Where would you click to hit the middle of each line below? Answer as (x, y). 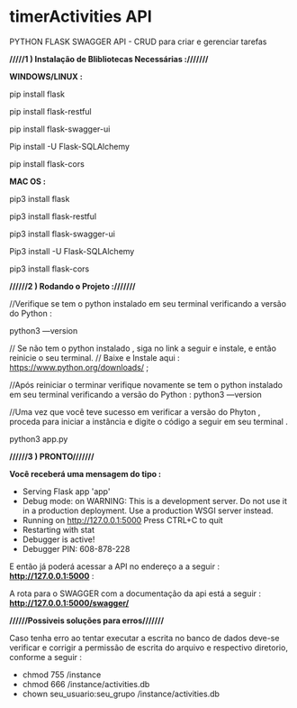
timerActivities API (81, 17)
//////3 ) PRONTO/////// (52, 456)
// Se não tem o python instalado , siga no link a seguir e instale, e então (143, 348)
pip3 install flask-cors (49, 269)
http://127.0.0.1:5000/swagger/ (69, 602)
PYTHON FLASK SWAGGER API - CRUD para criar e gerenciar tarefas (138, 41)
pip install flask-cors (47, 163)
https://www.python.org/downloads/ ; (79, 367)
